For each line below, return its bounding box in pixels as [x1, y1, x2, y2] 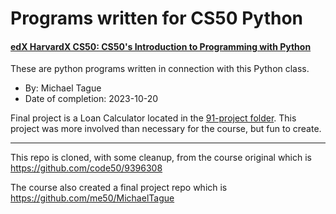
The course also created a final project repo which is [10, 182, 228, 194]
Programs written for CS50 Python [10, 7, 304, 30]
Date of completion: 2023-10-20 [24, 93, 159, 105]
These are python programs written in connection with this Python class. [10, 63, 310, 75]
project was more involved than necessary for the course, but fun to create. [10, 123, 322, 135]
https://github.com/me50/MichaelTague [10, 192, 175, 204]
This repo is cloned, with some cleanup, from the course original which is [10, 152, 313, 164]
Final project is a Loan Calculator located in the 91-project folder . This [10, 112, 297, 124]
